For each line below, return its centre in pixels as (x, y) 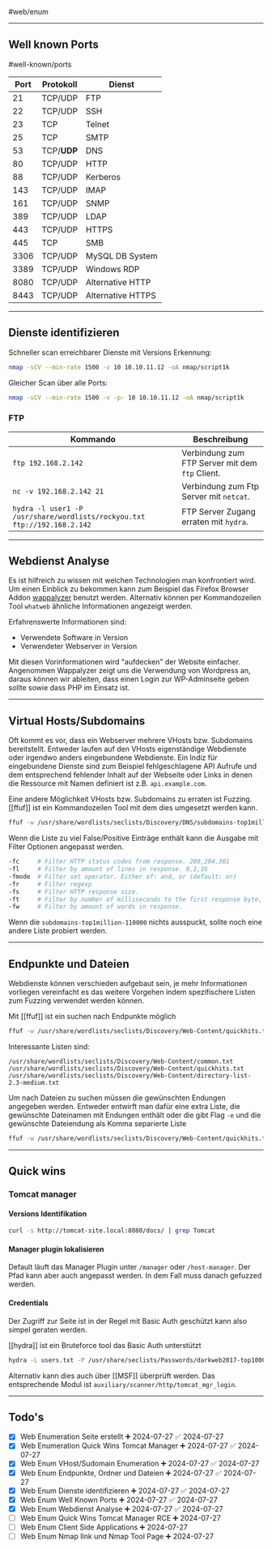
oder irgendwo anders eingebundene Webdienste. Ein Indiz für (113, 757)
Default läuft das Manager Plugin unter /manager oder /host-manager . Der (130, 1267)
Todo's (26, 1417)
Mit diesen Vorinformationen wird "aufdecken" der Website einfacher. (125, 662)
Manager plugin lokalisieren (56, 1249)
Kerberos (103, 177)
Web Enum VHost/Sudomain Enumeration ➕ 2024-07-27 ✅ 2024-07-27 (140, 1464)
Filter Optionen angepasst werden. (66, 847)
